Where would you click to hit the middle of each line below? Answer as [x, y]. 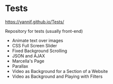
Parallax [20, 66]
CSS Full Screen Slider [34, 45]
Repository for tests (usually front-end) [44, 31]
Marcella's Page [28, 61]
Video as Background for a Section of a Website [60, 71]
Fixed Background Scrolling [40, 51]
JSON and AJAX [28, 56]
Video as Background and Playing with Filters [57, 76]
